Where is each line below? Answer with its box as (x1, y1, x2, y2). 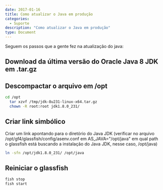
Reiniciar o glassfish (5, 164, 69, 172)
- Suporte (9, 21, 29, 26)
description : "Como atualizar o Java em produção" (5, 25, 111, 30)
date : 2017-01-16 (5, 7, 41, 12)
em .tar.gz (5, 65, 37, 73)
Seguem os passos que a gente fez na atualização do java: (5, 44, 124, 49)
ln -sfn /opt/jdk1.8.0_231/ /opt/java (5, 150, 84, 155)
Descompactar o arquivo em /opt (5, 82, 108, 90)
